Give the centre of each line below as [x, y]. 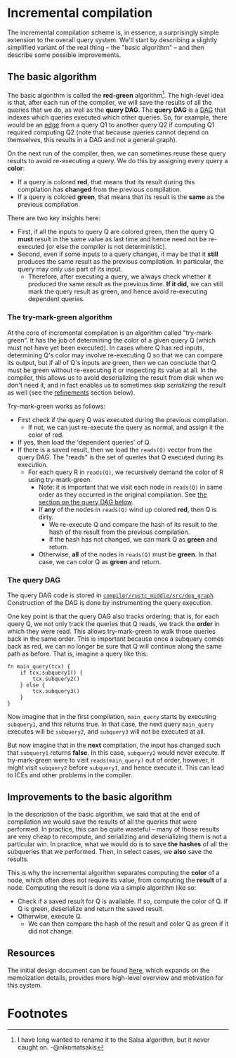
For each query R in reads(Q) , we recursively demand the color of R [125, 472]
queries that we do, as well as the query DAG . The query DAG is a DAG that [117, 110]
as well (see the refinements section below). [71, 393]
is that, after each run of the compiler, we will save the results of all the [110, 103]
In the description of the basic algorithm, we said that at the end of [104, 814]
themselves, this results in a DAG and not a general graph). [92, 140]
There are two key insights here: [54, 218]
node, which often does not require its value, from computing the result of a [117, 880]
